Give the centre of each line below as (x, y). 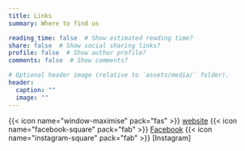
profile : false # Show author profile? (78, 53)
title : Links (30, 16)
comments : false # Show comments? (68, 61)
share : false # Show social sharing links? (84, 45)
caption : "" (36, 90)
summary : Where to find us (54, 23)
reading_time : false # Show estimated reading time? (101, 38)
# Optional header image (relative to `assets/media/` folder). (119, 75)
